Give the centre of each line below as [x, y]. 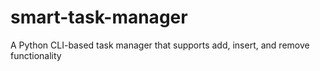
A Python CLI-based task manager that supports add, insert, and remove [160, 45]
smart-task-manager [99, 17]
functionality [36, 55]
